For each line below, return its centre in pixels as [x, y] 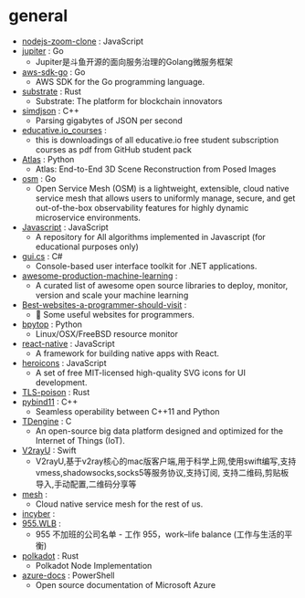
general [38, 16]
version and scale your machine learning [112, 295]
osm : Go [39, 178]
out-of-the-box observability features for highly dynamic [142, 207]
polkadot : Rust [50, 556]
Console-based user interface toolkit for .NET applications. [146, 266]
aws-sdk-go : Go [53, 72]
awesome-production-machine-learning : [100, 276]
